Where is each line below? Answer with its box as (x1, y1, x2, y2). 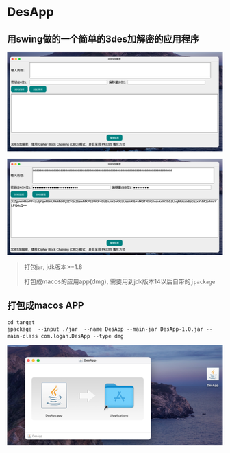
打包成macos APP (7, 299, 84, 311)
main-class (7, 333, 38, 340)
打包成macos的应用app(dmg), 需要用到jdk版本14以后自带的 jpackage (23, 277, 216, 286)
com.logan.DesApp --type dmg (40, 333, 125, 340)
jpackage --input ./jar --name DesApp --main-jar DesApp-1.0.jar (7, 326, 204, 333)
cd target (7, 319, 36, 326)
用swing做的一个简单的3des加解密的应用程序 (7, 33, 200, 45)
